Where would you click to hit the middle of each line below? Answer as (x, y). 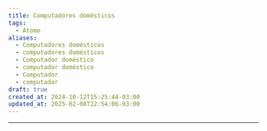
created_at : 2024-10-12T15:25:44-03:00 (74, 97)
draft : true (28, 89)
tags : (17, 23)
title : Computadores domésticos (62, 15)
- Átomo (28, 30)
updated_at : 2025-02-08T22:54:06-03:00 (74, 104)
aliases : (23, 38)
